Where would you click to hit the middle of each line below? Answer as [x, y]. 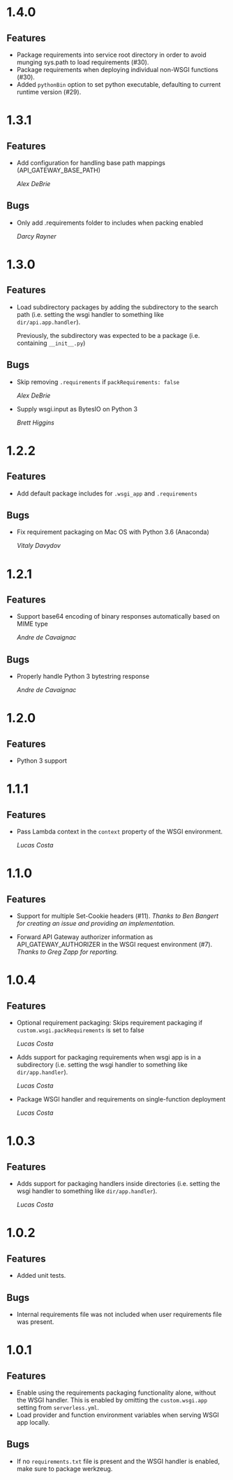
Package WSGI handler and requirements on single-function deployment [121, 1099]
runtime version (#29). [49, 92]
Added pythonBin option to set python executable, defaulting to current [119, 84]
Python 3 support [42, 761]
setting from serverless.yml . [58, 1408]
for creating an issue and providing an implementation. [96, 924]
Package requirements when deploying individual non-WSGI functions [118, 70]
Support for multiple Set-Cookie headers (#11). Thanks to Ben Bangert [118, 916]
